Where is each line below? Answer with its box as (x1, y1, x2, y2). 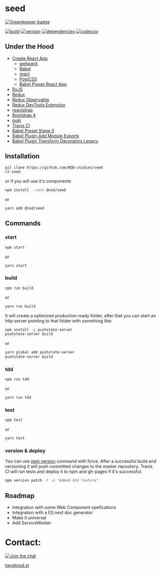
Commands (5, 219, 41, 227)
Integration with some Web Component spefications (12, 504, 116, 510)
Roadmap (5, 491, 35, 500)
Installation (5, 152, 40, 160)
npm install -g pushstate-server (5, 327, 73, 332)
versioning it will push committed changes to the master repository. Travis (5, 464, 153, 469)
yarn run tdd (5, 395, 32, 400)
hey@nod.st (5, 562, 29, 569)
